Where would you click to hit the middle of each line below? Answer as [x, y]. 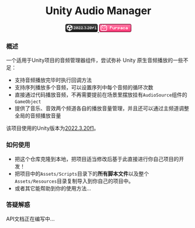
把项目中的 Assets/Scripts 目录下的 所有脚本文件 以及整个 [82, 173]
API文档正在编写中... [30, 219]
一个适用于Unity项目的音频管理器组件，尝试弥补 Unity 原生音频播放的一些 [95, 61]
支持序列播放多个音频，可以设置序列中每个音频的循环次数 [84, 88]
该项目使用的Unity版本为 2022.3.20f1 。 [53, 128]
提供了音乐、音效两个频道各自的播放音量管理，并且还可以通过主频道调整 [102, 108]
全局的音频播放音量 [38, 116]
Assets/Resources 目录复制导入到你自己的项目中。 [74, 181]
